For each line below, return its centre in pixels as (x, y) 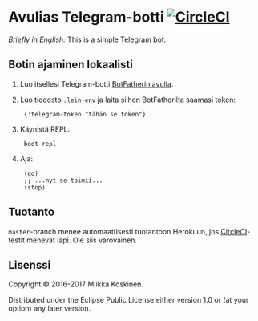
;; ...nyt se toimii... (63, 181)
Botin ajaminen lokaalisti (71, 65)
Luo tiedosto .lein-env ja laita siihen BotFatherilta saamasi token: (128, 100)
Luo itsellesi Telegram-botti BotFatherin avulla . (97, 83)
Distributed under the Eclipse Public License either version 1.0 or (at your (129, 300)
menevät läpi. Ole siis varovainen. (82, 240)
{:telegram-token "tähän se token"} (85, 114)
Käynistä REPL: (45, 129)
